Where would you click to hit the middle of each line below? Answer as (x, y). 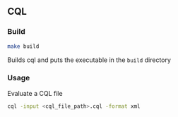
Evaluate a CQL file (35, 93)
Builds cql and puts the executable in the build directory (89, 60)
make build (23, 46)
